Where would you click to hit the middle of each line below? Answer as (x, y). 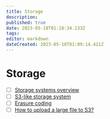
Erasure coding (33, 103)
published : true (26, 22)
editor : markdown (27, 39)
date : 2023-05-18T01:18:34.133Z (46, 28)
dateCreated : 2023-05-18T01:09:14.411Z (55, 45)
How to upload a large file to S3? (54, 110)
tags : (13, 34)
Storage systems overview (47, 90)
